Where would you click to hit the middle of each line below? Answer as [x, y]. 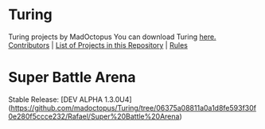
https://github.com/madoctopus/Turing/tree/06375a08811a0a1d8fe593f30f [134, 107]
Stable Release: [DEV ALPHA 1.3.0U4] [70, 99]
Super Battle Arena [72, 78]
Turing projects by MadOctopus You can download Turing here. [112, 37]
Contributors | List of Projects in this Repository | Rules [98, 45]
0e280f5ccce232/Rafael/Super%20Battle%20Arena [94, 116]
